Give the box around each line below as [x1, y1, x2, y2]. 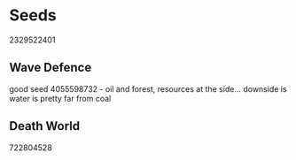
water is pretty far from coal [9, 93, 112, 103]
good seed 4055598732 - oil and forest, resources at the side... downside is [9, 83, 287, 94]
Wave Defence [9, 60, 92, 75]
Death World [9, 118, 81, 133]
